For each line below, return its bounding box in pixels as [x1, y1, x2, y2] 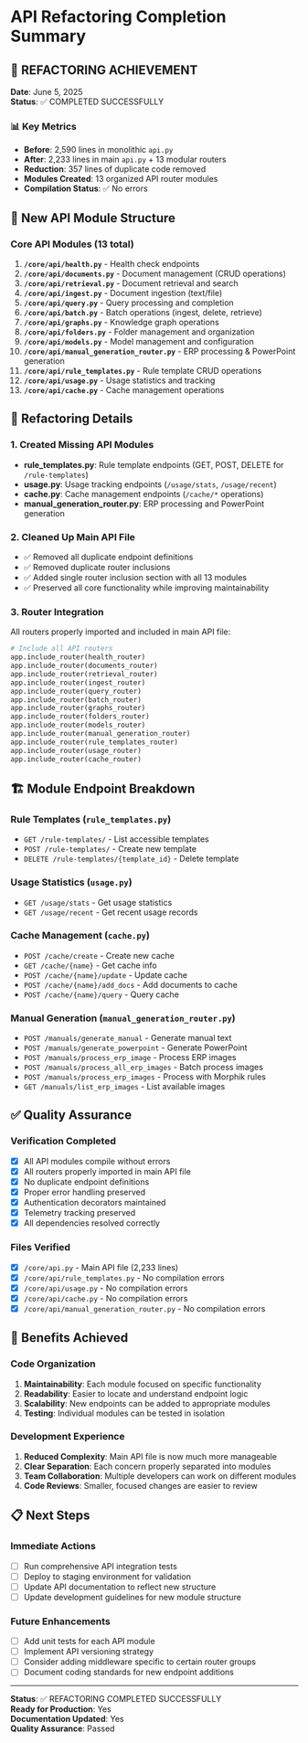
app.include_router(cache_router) [10, 754, 143, 764]
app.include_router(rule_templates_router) [10, 738, 179, 747]
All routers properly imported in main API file [23, 1165, 191, 1176]
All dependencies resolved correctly [23, 1217, 161, 1228]
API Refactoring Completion [10, 6, 227, 27]
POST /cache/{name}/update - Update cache [23, 969, 188, 980]
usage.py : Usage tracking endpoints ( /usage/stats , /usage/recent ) [23, 478, 277, 490]
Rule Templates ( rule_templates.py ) [10, 813, 172, 825]
